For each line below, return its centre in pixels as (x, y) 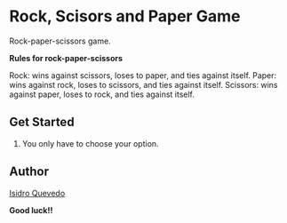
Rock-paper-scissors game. (60, 41)
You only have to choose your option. (90, 143)
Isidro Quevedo (37, 193)
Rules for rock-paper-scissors (66, 58)
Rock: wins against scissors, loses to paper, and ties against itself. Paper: (143, 75)
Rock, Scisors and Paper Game (125, 16)
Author (29, 172)
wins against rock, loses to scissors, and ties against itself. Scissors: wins (143, 84)
